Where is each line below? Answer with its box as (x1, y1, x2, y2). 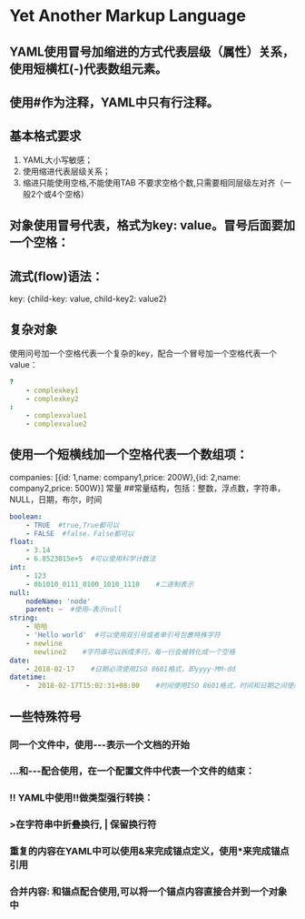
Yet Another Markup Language (9, 5, 247, 26)
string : (9, 613, 39, 623)
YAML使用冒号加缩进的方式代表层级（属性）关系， (9, 44, 295, 59)
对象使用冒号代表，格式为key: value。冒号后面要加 (9, 217, 296, 233)
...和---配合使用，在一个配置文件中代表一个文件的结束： (9, 765, 255, 778)
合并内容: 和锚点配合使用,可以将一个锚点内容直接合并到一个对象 (9, 885, 288, 898)
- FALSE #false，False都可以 (25, 529, 134, 538)
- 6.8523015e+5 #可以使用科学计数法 (25, 554, 156, 564)
